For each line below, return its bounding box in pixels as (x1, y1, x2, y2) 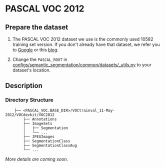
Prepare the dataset (5, 23, 68, 31)
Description (5, 81, 42, 90)
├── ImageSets (23, 121, 52, 126)
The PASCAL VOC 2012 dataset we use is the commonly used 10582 (12, 36, 153, 42)
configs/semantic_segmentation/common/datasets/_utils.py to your (12, 62, 151, 67)
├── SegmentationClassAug (23, 143, 77, 148)
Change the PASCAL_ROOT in (12, 56, 67, 62)
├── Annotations (23, 116, 57, 121)
